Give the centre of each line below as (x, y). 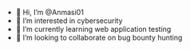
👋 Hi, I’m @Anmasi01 (49, 12)
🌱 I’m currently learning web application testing (93, 29)
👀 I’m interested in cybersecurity (69, 21)
